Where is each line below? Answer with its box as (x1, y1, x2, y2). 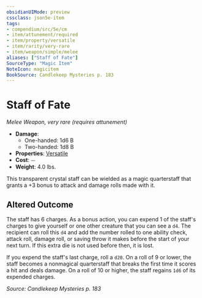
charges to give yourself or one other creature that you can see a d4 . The (6, 222, 192, 229)
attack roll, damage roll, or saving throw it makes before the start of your (6, 235, 190, 242)
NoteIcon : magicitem (6, 66, 60, 72)
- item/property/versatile (6, 37, 76, 44)
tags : (6, 20, 20, 26)
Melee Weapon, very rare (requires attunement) (6, 118, 128, 126)
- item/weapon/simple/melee (6, 49, 79, 55)
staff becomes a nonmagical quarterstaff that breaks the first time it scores (6, 260, 196, 267)
